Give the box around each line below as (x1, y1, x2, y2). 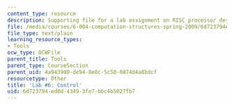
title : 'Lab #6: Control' (7, 82, 82, 89)
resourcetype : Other (7, 75, 68, 82)
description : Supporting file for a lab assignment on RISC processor (7, 17, 217, 24)
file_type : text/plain (7, 29, 73, 37)
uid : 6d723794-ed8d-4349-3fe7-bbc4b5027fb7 (7, 88, 136, 95)
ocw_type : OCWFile (7, 50, 61, 56)
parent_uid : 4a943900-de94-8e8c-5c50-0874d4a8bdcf (7, 68, 157, 75)
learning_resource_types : (7, 36, 82, 43)
